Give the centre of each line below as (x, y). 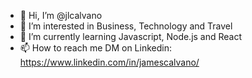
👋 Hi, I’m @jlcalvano (61, 15)
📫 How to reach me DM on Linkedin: (95, 48)
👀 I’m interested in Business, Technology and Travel (126, 26)
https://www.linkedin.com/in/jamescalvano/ (109, 62)
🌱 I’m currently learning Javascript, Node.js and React (131, 36)
